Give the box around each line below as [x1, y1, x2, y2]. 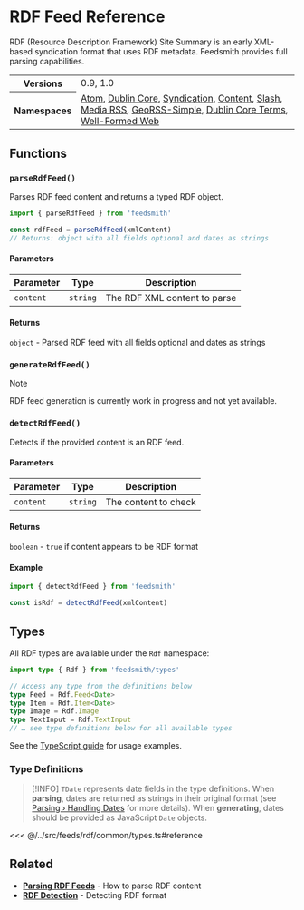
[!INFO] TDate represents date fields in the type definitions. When [31, 783, 274, 795]
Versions [23, 77, 63, 90]
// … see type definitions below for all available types [9, 724, 233, 733]
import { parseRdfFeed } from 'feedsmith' [9, 209, 172, 219]
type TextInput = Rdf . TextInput [9, 715, 131, 725]
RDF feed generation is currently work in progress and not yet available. [9, 396, 278, 406]
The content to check [105, 495, 196, 508]
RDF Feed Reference [9, 6, 166, 27]
